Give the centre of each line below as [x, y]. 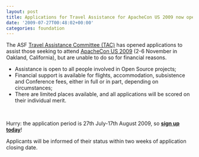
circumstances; [33, 88]
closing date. [22, 148]
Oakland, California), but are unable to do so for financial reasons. [86, 57]
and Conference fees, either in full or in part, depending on [86, 82]
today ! [14, 130]
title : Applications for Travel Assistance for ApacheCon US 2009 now [95, 17]
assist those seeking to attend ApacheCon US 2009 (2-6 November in [92, 52]
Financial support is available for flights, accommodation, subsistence [100, 75]
